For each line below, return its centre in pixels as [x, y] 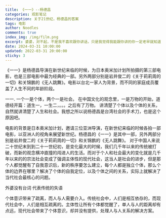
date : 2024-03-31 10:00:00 [33, 46]
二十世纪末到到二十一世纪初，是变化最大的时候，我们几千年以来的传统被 [79, 146]
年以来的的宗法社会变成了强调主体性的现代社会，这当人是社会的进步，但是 [81, 159]
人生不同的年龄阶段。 [35, 89]
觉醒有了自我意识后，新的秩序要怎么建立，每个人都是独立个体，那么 [87, 165]
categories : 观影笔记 [26, 14]
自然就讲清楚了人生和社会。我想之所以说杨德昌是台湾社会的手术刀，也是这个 [83, 111]
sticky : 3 [15, 55]
